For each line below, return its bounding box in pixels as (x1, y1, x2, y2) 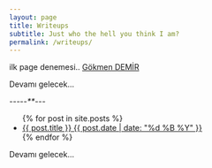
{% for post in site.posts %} (21, 113, 124, 124)
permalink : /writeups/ (9, 37, 93, 47)
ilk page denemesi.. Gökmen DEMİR (9, 62, 140, 73)
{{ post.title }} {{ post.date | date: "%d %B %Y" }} (21, 123, 203, 134)
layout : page (9, 12, 57, 22)
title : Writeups (9, 21, 69, 30)
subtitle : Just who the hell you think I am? (9, 29, 179, 38)
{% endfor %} (21, 132, 73, 142)
